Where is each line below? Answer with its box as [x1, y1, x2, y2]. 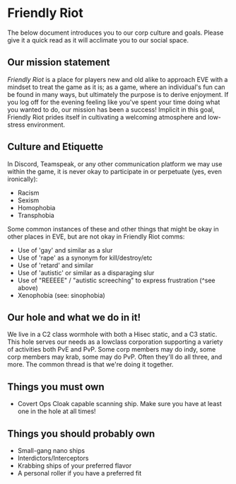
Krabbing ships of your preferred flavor [17, 461, 132, 470]
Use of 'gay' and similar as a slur [17, 246, 113, 254]
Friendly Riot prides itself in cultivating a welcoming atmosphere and [7, 113, 207, 121]
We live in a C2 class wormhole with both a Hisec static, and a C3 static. [7, 330, 218, 339]
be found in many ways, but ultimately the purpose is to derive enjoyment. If [7, 90, 229, 98]
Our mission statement [7, 57, 110, 69]
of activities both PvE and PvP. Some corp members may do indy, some [7, 345, 216, 354]
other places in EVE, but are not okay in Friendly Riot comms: [7, 232, 185, 241]
